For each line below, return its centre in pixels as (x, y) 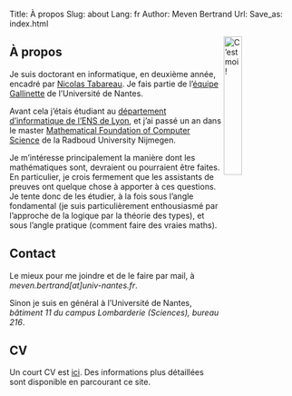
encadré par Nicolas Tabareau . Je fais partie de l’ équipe (114, 84)
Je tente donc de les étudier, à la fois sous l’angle (102, 196)
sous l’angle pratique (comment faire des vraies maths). (113, 225)
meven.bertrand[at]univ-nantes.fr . (73, 285)
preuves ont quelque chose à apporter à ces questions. (113, 186)
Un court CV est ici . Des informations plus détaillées (107, 372)
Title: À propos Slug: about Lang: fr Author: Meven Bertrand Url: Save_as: (146, 14)
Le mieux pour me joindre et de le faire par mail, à (102, 275)
